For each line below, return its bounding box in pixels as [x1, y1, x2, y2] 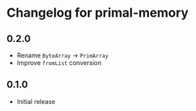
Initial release [16, 97, 55, 105]
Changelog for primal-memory [6, 5, 189, 21]
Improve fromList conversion [16, 59, 102, 67]
